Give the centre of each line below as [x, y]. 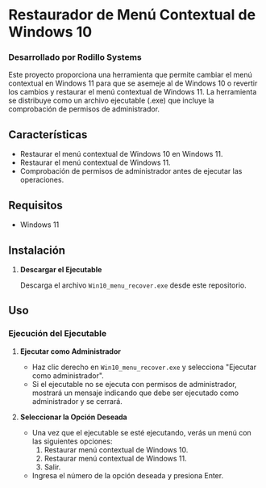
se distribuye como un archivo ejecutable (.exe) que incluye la [111, 101]
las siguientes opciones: [72, 441]
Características [48, 135]
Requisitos [35, 205]
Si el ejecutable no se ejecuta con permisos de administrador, [134, 384]
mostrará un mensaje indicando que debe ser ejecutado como [135, 393]
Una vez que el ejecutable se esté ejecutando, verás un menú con [141, 432]
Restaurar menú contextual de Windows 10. [116, 449]
